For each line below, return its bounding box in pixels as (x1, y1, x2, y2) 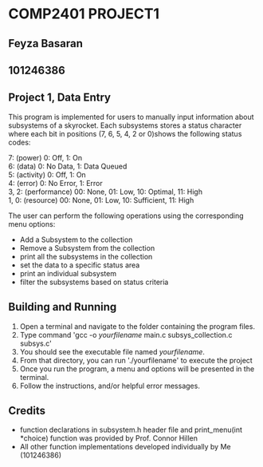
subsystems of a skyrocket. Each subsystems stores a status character (8, 121, 242, 130)
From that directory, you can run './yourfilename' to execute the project (19, 355, 253, 365)
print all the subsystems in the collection (19, 251, 153, 261)
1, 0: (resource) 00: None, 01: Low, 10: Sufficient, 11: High (8, 195, 194, 204)
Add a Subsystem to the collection (19, 235, 133, 244)
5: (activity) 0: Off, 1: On (8, 169, 86, 180)
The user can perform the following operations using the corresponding (8, 211, 244, 220)
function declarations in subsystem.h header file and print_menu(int (19, 425, 243, 435)
